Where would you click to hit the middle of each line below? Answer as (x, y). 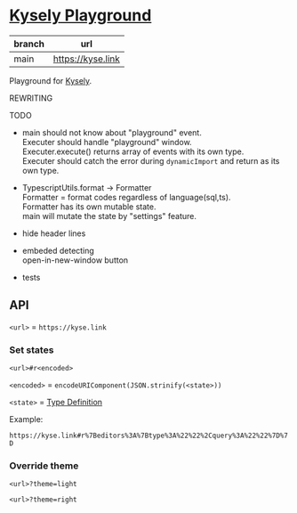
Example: (26, 419)
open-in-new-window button (75, 260)
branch (29, 44)
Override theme (44, 466)
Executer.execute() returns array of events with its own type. (133, 151)
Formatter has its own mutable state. (89, 207)
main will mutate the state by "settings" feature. (109, 216)
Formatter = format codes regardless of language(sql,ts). (126, 197)
